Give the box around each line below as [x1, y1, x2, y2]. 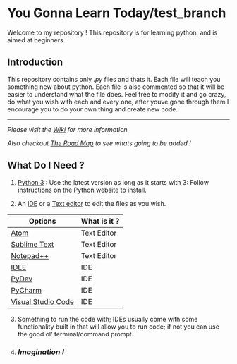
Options [28, 216, 56, 226]
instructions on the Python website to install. [17, 186, 147, 194]
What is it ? [80, 216, 120, 226]
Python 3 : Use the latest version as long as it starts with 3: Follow [17, 178, 209, 186]
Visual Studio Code [11, 296, 74, 306]
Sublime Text [11, 239, 54, 249]
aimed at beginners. [7, 35, 66, 44]
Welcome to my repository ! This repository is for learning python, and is [7, 28, 218, 37]
